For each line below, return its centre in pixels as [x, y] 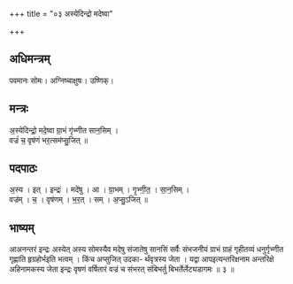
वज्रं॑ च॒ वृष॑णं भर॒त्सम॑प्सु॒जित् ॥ [49, 140]
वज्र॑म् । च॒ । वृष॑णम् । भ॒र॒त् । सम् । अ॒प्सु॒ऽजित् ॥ [79, 200]
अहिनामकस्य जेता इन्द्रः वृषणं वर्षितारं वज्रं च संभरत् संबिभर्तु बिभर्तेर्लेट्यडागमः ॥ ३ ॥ [122, 269]
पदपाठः [23, 169]
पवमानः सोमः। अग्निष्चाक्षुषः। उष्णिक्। [62, 81]
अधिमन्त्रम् [30, 59]
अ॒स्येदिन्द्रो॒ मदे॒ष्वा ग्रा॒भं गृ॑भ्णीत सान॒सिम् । [64, 130]
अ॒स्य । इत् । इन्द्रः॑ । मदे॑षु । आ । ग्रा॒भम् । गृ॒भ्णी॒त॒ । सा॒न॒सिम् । [100, 189]
